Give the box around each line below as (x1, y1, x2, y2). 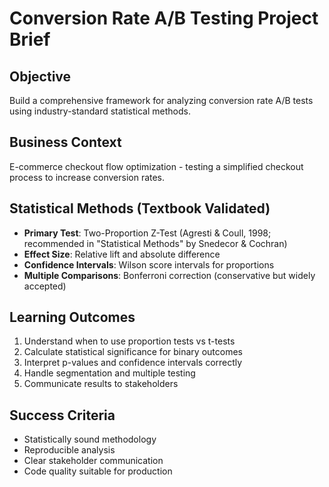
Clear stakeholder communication (23, 455, 164, 467)
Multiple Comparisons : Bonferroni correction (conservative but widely (23, 269, 316, 281)
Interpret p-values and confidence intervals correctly (23, 357, 243, 369)
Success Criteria (9, 407, 116, 424)
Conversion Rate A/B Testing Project (9, 7, 319, 30)
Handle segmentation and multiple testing (23, 367, 196, 379)
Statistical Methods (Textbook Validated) (9, 200, 271, 217)
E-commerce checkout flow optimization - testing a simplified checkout (9, 160, 304, 172)
